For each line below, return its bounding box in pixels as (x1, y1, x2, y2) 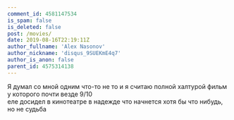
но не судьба (7, 104, 47, 113)
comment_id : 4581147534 (7, 10, 78, 18)
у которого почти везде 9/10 (7, 90, 93, 98)
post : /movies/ (7, 30, 52, 37)
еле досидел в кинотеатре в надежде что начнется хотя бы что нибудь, (7, 97, 223, 106)
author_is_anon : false (7, 56, 74, 64)
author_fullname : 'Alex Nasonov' (7, 43, 106, 50)
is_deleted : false (7, 23, 61, 30)
